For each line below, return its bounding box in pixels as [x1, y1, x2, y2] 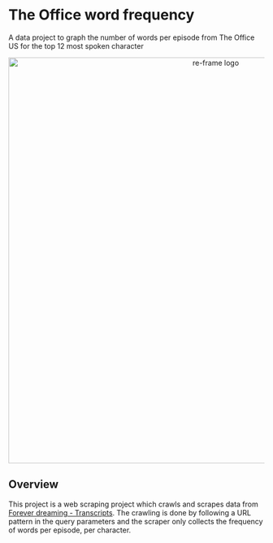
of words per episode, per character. [8, 525, 132, 535]
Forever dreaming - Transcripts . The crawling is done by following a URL [8, 507, 252, 517]
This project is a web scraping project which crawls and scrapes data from [8, 499, 258, 509]
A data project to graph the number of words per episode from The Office [8, 32, 255, 42]
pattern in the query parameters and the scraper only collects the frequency [8, 516, 263, 526]
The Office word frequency [8, 6, 195, 24]
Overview [8, 477, 59, 492]
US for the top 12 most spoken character [8, 41, 144, 50]
